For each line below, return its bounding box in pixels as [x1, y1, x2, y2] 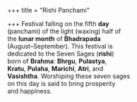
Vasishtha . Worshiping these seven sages [7, 72, 131, 80]
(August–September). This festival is [7, 42, 113, 50]
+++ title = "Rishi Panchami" [7, 6, 90, 14]
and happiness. [7, 87, 52, 95]
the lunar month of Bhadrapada [7, 34, 101, 43]
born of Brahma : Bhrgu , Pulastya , [7, 57, 107, 65]
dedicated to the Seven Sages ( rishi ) [7, 49, 114, 58]
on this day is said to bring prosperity [7, 79, 116, 87]
